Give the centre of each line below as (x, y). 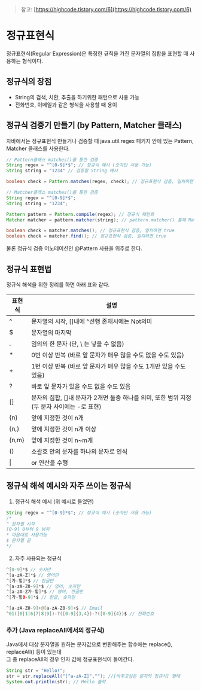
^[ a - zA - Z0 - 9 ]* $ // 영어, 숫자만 (43, 586)
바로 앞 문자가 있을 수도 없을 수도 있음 (81, 386)
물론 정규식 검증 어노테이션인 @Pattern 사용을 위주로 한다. (74, 248)
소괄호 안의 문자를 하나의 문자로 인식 (79, 451)
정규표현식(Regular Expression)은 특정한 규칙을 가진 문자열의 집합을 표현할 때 (97, 53)
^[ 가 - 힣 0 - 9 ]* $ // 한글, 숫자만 (41, 598)
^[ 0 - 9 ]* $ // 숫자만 (28, 570)
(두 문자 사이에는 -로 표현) (66, 407)
